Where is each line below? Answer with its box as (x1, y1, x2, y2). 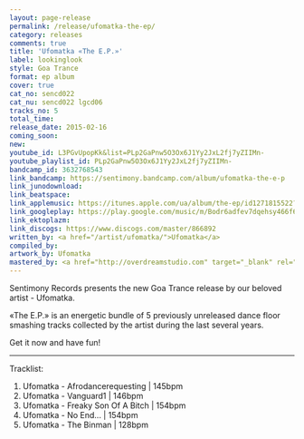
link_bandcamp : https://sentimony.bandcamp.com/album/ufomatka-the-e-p (9, 173, 285, 182)
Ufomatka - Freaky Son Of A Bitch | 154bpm (22, 400, 186, 411)
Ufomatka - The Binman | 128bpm (22, 419, 149, 430)
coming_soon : (9, 132, 59, 141)
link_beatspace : (9, 190, 71, 200)
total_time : (9, 114, 54, 123)
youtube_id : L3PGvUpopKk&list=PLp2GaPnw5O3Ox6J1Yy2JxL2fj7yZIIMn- (9, 148, 265, 157)
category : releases (9, 30, 83, 39)
